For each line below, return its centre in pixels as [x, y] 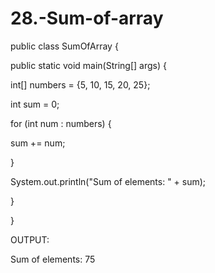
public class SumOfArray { [64, 46]
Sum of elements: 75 [53, 259]
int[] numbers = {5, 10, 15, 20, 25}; [80, 84]
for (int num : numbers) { [61, 123]
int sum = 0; [35, 104]
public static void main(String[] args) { [88, 65]
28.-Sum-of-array [87, 18]
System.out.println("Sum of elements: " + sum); [108, 181]
